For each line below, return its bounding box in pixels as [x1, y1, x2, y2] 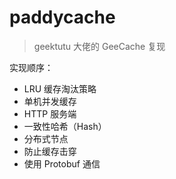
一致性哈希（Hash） [23, 120, 107, 132]
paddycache [9, 6, 116, 29]
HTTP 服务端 [23, 107, 77, 120]
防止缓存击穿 [23, 145, 77, 157]
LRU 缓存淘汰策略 [23, 82, 97, 95]
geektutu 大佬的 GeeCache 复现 [33, 40, 166, 52]
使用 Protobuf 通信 [23, 157, 101, 170]
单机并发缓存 [23, 95, 77, 107]
